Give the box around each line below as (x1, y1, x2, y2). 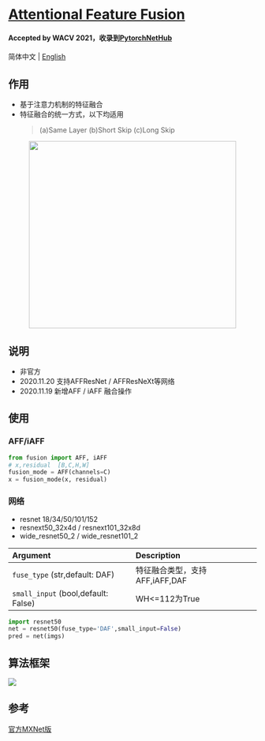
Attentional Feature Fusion (8, 6, 185, 24)
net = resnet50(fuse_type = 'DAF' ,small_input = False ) (8, 625, 181, 633)
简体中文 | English (8, 52, 66, 61)
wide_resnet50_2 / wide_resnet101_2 (19, 531, 139, 541)
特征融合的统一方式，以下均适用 (19, 110, 124, 119)
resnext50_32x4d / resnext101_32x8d (19, 523, 140, 532)
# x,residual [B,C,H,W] (8, 461, 90, 469)
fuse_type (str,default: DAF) (12, 569, 115, 580)
